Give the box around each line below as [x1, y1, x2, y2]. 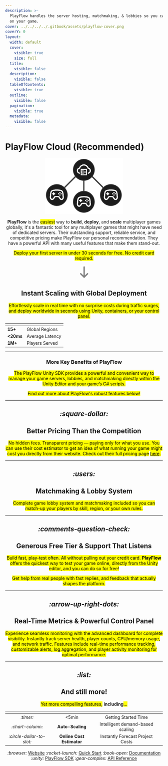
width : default [9, 40, 41, 45]
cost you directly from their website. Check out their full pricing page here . [7, 451, 161, 456]
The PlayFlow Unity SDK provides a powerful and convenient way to [13, 370, 154, 376]
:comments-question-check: [37, 525, 130, 533]
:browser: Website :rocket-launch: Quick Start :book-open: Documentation [7, 749, 161, 756]
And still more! [60, 688, 107, 696]
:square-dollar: [59, 410, 108, 418]
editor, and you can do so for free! [49, 566, 119, 572]
